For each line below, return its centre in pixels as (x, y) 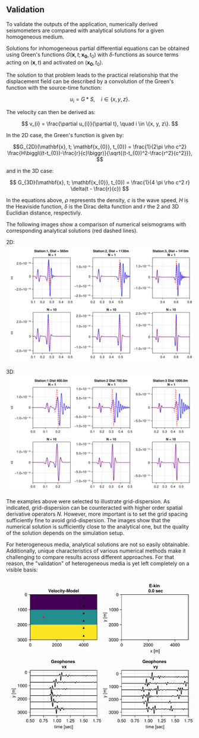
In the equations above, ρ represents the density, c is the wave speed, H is (97, 200)
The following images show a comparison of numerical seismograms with (96, 225)
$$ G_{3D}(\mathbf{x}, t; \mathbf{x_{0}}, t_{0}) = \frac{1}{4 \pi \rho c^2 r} (100, 182)
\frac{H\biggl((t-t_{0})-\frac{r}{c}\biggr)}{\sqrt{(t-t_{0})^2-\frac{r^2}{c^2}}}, (100, 153)
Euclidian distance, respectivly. (44, 213)
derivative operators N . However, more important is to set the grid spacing (97, 514)
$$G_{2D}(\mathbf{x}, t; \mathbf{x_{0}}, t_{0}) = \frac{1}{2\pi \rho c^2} (100, 147)
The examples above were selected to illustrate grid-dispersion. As (88, 502)
